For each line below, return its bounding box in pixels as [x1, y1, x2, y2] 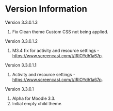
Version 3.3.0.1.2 [5, 38, 38, 44]
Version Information [5, 3, 87, 15]
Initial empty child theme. [12, 100, 63, 106]
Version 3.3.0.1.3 [5, 19, 38, 25]
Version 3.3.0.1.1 [5, 62, 37, 68]
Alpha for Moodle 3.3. [12, 95, 56, 101]
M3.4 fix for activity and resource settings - [12, 48, 99, 53]
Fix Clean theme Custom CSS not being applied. [12, 29, 109, 34]
